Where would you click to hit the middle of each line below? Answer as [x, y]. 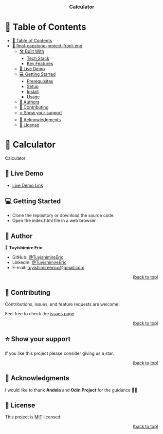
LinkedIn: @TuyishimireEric [39, 262]
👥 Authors [29, 102]
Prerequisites [40, 81]
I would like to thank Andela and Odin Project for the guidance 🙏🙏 [71, 390]
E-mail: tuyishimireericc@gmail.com [48, 268]
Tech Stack [38, 58]
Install [33, 91]
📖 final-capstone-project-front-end [47, 45]
